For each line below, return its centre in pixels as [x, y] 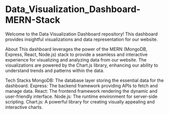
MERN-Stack [33, 20]
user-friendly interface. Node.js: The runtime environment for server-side [81, 96]
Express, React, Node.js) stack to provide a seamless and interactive [76, 54]
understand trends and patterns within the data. [55, 70]
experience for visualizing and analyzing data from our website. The [76, 60]
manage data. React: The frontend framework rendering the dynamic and [81, 91]
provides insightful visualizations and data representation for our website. [81, 39]
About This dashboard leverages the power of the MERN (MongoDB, [76, 49]
